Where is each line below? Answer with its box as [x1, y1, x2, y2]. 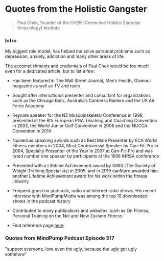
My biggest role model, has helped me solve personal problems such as [5, 48, 150, 54]
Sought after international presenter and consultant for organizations [12, 92, 151, 99]
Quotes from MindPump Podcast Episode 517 [5, 235, 115, 241]
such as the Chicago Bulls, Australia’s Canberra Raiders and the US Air [12, 98, 155, 104]
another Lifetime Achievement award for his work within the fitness [12, 173, 148, 179]
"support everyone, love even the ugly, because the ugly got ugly [5, 246, 137, 252]
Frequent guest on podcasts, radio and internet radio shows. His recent [12, 188, 157, 194]
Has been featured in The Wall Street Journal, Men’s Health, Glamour [12, 78, 152, 84]
